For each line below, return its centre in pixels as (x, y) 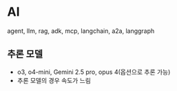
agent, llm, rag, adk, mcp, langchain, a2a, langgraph (81, 31)
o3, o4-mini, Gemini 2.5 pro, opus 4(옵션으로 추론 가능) (94, 72)
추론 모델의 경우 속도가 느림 (54, 80)
